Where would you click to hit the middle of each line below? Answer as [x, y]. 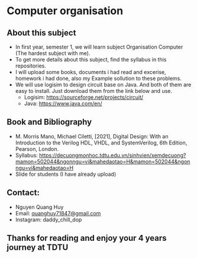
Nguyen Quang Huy [39, 207]
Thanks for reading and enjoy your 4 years [87, 238]
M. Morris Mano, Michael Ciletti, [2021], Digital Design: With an [92, 136]
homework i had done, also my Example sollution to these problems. [98, 78]
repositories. [30, 66]
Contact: [23, 193]
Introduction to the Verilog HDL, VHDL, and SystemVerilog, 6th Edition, [101, 143]
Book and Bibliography [49, 122]
